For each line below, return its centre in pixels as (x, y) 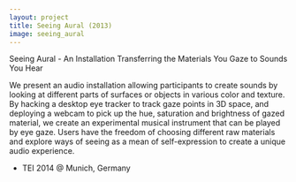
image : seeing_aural (47, 34)
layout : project (39, 17)
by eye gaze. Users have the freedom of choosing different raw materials (142, 133)
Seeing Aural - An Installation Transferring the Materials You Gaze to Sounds (148, 59)
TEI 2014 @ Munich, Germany (76, 168)
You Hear (26, 68)
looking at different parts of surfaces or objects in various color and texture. (147, 95)
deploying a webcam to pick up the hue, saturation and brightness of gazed (147, 114)
